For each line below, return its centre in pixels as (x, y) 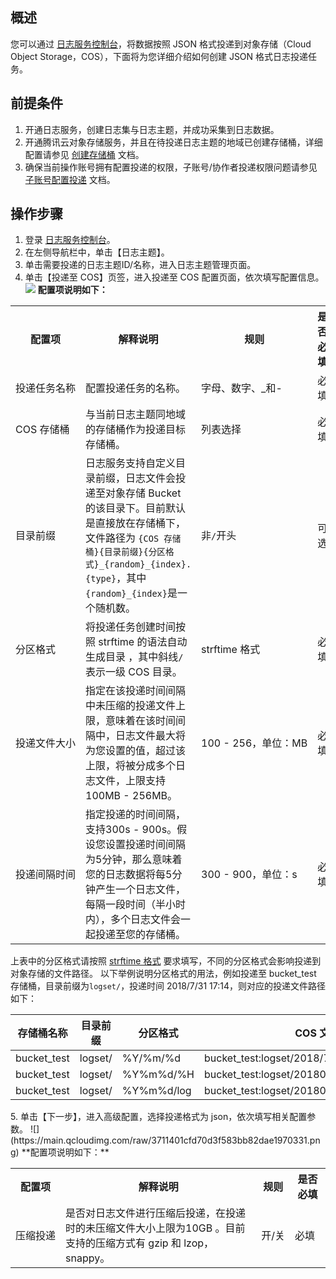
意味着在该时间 (141, 721)
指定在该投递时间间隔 (136, 691)
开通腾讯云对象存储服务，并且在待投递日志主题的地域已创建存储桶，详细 (173, 142)
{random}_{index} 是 (131, 593)
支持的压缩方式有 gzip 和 (123, 1243)
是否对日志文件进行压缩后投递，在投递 (156, 1213)
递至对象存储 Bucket (133, 493)
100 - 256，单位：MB (254, 743)
